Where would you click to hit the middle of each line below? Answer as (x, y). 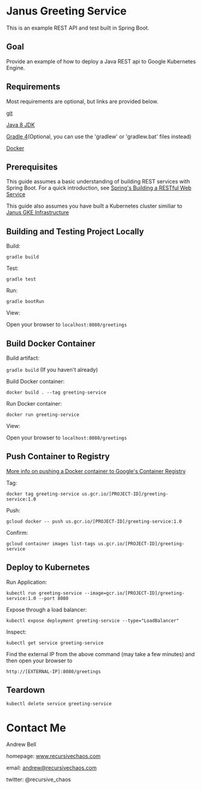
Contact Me (36, 728)
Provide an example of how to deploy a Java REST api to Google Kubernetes (101, 61)
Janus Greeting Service (66, 11)
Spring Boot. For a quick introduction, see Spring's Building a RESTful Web (99, 188)
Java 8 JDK (21, 124)
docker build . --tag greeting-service (56, 392)
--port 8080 (53, 598)
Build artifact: (23, 358)
